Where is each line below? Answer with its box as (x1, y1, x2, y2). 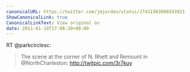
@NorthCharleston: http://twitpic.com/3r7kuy (20, 60, 133, 67)
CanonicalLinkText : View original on (6, 20, 100, 26)
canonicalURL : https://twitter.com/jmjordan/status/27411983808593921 (6, 8, 185, 15)
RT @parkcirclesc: (6, 42, 52, 49)
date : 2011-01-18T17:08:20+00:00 (6, 25, 89, 32)
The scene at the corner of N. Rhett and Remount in (20, 53, 148, 60)
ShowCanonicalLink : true (6, 14, 68, 20)
